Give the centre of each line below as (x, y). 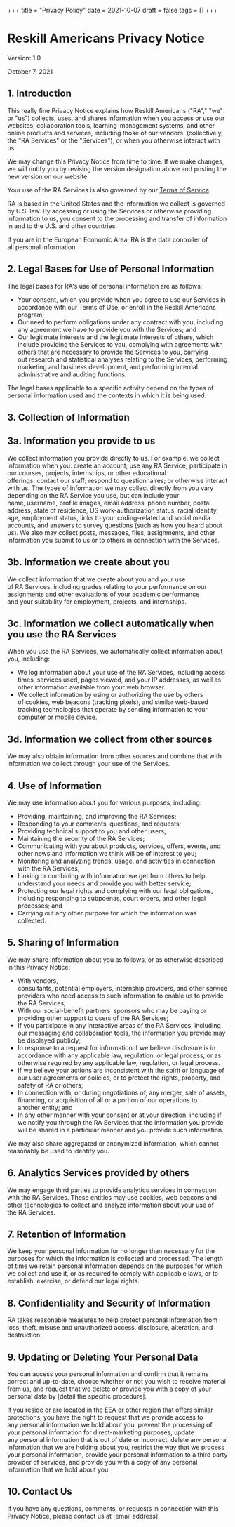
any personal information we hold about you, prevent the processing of (110, 1425)
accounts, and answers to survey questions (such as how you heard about (115, 525)
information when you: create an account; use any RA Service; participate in (117, 465)
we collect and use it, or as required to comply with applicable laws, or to (113, 1274)
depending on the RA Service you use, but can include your (93, 495)
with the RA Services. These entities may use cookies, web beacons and (112, 1197)
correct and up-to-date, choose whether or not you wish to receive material (116, 1382)
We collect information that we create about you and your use (96, 579)
